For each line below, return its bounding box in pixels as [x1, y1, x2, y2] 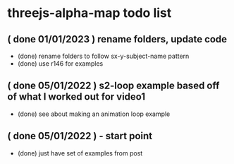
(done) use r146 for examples [17, 59, 104, 68]
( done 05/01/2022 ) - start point [7, 130, 153, 142]
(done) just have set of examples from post [17, 148, 143, 157]
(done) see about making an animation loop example [17, 110, 171, 118]
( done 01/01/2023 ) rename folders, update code [7, 33, 228, 45]
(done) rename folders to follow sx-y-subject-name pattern [17, 52, 190, 60]
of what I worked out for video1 [7, 90, 146, 103]
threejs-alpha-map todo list [7, 5, 172, 21]
